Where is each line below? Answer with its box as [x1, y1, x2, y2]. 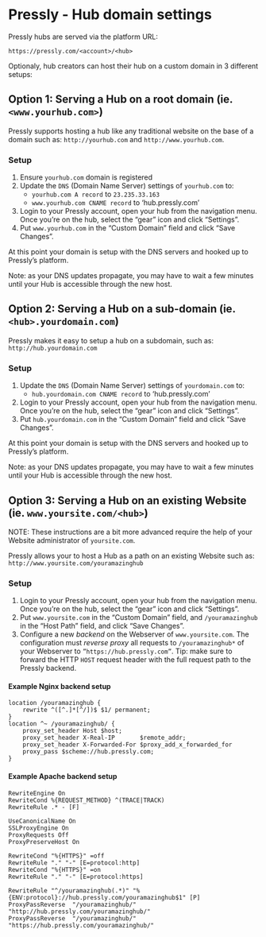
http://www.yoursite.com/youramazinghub [8, 559, 145, 567]
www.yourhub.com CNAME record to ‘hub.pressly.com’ [31, 198, 200, 207]
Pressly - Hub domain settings [8, 6, 212, 24]
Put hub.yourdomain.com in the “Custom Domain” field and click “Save [19, 415, 246, 424]
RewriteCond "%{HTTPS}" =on [8, 865, 102, 873]
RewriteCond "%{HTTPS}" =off [8, 852, 105, 860]
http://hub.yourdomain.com [8, 344, 98, 352]
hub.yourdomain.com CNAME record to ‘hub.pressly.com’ [31, 389, 210, 399]
